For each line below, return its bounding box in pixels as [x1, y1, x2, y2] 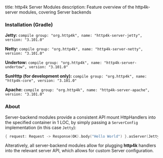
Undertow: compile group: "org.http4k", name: [5, 60, 102, 65]
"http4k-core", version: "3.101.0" [5, 79, 77, 83]
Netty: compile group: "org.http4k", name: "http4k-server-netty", [5, 46, 143, 52]
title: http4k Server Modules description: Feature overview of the [5, 4, 134, 10]
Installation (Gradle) [5, 21, 53, 28]
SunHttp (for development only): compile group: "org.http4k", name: [5, 73, 147, 79]
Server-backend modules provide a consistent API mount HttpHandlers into [5, 114, 156, 120]
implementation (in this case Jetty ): [5, 125, 77, 130]
